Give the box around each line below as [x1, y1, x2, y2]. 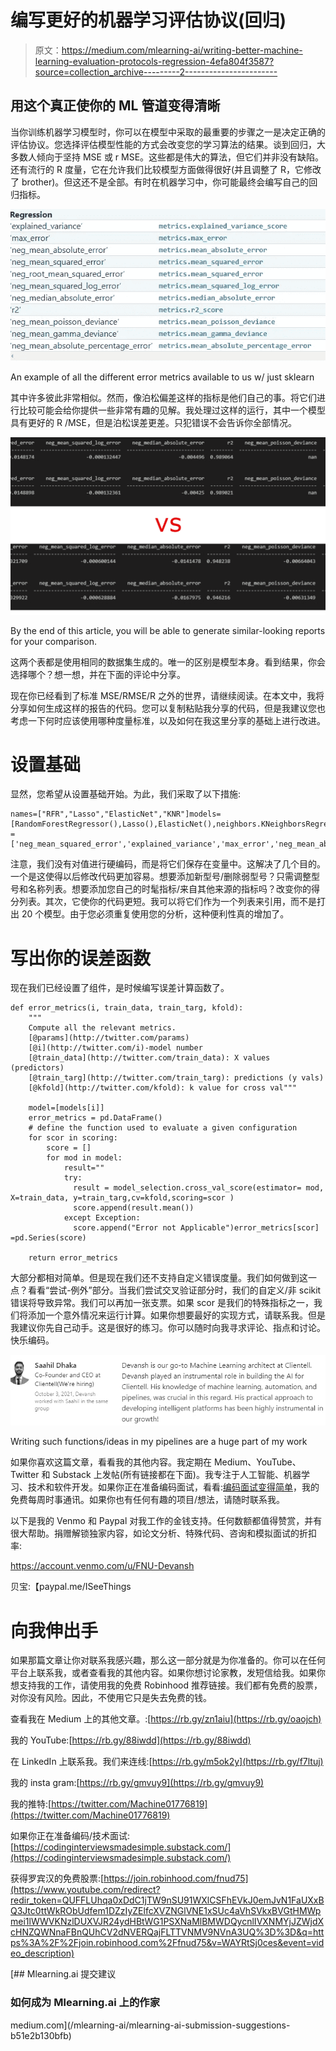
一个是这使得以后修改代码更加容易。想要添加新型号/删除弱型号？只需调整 [10, 871, 312, 883]
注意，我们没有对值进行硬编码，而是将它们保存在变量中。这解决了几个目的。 [10, 858, 326, 870]
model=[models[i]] [28, 1103, 105, 1113]
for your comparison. [10, 635, 97, 647]
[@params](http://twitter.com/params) [28, 1033, 190, 1043]
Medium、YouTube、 [213, 1456, 302, 1468]
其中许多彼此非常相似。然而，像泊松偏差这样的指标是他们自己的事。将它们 [10, 392, 317, 403]
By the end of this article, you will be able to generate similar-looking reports [10, 624, 326, 636]
